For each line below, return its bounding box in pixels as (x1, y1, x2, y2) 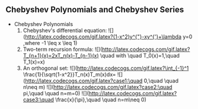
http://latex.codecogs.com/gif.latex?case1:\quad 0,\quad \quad (25, 77, 179, 84)
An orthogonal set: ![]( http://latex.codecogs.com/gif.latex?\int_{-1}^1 (23, 65, 189, 72)
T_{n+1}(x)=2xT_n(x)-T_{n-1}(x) (23, 52, 99, 59)
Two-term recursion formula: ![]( (23, 46, 102, 53)
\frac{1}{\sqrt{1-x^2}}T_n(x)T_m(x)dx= (23, 70, 116, 78)
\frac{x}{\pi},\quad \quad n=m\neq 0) (55, 96, 146, 103)
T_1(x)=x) (23, 58, 45, 65)
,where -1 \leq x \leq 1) (23, 39, 78, 46)
